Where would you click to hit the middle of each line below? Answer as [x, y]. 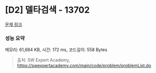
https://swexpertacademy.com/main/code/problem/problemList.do [84, 66]
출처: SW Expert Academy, [43, 60]
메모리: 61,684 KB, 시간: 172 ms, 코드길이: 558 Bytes [56, 50]
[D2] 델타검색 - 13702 [48, 10]
